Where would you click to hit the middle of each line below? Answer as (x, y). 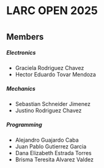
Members (25, 37)
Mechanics (21, 88)
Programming (24, 124)
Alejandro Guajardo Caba (47, 140)
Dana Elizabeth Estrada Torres (53, 153)
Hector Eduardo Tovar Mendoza (55, 75)
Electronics (21, 52)
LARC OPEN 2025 (52, 11)
